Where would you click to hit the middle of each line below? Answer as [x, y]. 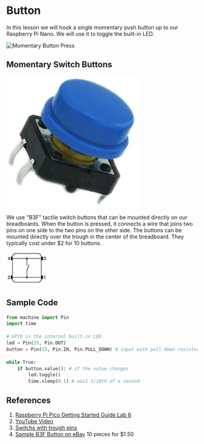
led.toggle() [45, 375]
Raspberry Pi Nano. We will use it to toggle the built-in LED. [80, 33]
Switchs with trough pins [46, 428]
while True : [21, 362]
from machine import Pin [38, 317]
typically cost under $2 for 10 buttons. [54, 243]
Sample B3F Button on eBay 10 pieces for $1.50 [74, 434]
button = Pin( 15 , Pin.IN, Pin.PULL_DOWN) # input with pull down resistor [103, 349]
